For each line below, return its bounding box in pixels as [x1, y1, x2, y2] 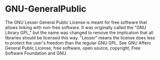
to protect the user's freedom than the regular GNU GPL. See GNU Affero [5, 40, 151, 45]
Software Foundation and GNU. [5, 50, 67, 56]
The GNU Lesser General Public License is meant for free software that [5, 19, 147, 25]
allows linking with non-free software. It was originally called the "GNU [5, 24, 146, 30]
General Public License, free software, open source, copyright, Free [5, 45, 141, 51]
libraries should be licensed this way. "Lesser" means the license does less [5, 35, 155, 41]
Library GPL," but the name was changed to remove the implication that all [5, 30, 154, 35]
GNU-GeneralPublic [5, 3, 86, 15]
